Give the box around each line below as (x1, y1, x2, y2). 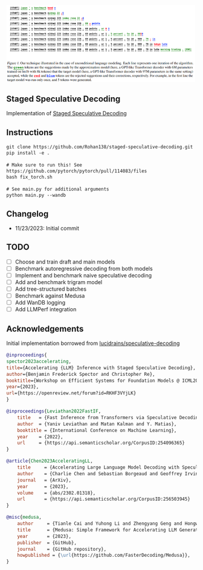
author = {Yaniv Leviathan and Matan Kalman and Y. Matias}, (17, 421, 177, 427)
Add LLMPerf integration (14, 306, 77, 313)
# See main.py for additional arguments (6, 186, 110, 192)
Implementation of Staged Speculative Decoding (6, 110, 127, 117)
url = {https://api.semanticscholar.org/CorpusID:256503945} (17, 496, 190, 502)
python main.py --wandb (6, 192, 66, 198)
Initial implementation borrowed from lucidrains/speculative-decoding (6, 340, 180, 347)
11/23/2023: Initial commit (14, 224, 80, 232)
